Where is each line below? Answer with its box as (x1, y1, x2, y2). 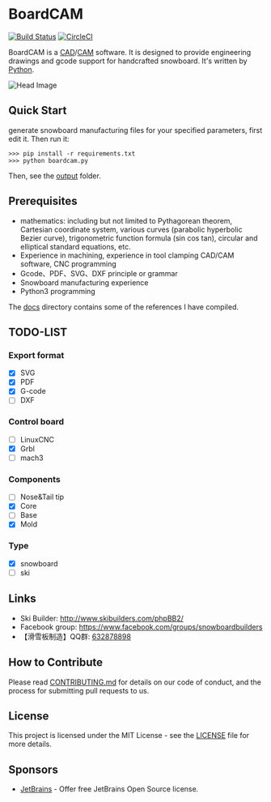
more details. (8, 739, 53, 749)
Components (8, 473, 61, 484)
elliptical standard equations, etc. (19, 241, 131, 251)
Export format (8, 349, 65, 360)
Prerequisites (8, 194, 78, 208)
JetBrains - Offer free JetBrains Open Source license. (19, 784, 199, 794)
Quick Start (8, 104, 67, 117)
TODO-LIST (8, 325, 68, 339)
